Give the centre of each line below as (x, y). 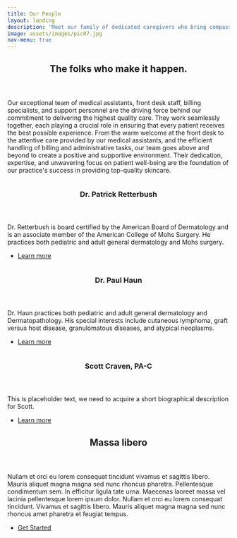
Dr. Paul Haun (119, 281)
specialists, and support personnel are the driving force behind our (104, 110)
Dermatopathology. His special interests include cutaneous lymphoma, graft (117, 321)
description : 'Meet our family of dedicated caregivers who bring (107, 27)
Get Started (34, 527)
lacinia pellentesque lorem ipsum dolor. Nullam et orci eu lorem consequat (115, 499)
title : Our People (34, 14)
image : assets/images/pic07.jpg (55, 33)
